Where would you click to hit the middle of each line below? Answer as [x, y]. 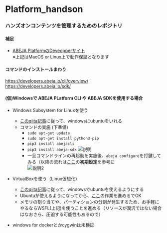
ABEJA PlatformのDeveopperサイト [49, 50]
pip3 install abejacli [51, 143]
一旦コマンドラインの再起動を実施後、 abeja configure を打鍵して [94, 155]
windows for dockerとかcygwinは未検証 [53, 225]
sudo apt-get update [49, 133]
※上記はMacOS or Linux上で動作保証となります [61, 57]
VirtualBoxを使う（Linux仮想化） [46, 178]
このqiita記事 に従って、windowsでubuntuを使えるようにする [82, 189]
